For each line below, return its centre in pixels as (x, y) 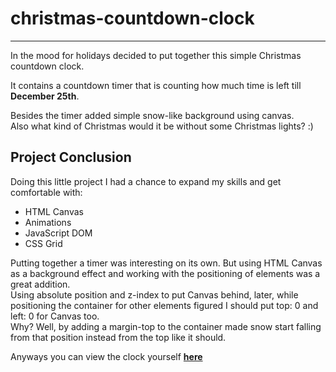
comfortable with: (46, 192)
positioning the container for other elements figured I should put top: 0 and (164, 305)
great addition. (40, 284)
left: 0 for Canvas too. (55, 316)
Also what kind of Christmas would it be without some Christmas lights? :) (162, 126)
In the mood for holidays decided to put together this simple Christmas (156, 55)
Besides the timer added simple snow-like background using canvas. (152, 115)
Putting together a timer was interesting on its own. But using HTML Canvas (166, 263)
